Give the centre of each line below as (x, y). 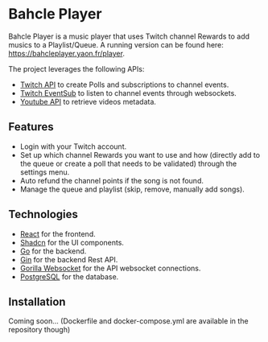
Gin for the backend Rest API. (69, 259)
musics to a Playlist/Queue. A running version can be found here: (116, 44)
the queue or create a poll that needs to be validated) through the (128, 163)
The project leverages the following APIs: (76, 68)
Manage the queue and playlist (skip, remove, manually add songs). (132, 189)
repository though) (39, 330)
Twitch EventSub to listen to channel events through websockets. (128, 93)
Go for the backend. (53, 251)
